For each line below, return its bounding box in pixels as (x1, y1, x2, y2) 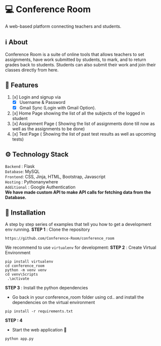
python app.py (5, 336, 34, 342)
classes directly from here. (5, 67, 59, 73)
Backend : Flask (5, 163, 35, 169)
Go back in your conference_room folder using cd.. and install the (12, 294, 144, 300)
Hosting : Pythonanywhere (5, 179, 59, 184)
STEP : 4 (5, 318, 23, 324)
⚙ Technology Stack (5, 150, 69, 159)
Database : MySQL (5, 168, 40, 174)
